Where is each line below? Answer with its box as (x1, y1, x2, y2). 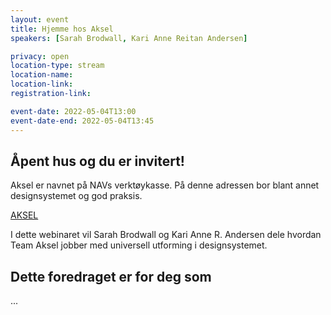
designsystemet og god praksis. (10, 190, 143, 202)
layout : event (10, 14, 70, 25)
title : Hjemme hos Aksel (10, 24, 114, 34)
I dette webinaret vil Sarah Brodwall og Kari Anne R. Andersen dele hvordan (10, 229, 322, 241)
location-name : (10, 70, 74, 80)
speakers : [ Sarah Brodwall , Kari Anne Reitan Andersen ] (10, 33, 248, 43)
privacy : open (10, 51, 70, 61)
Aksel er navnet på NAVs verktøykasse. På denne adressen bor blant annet (10, 179, 320, 191)
